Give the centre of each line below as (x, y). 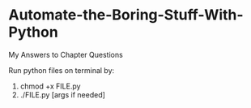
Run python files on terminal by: (62, 70)
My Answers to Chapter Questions (66, 54)
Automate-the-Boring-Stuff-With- (126, 15)
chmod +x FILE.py (50, 86)
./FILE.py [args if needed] (62, 94)
